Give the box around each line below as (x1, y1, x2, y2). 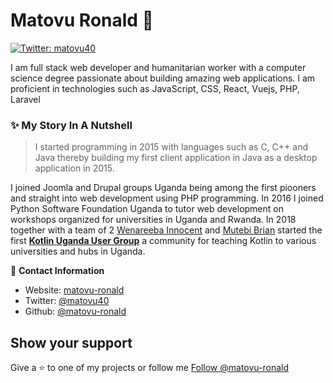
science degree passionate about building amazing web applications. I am (10, 72, 316, 84)
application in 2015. (34, 162, 115, 174)
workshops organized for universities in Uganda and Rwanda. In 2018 (10, 214, 297, 226)
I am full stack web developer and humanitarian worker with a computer (10, 61, 307, 73)
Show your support (10, 334, 133, 351)
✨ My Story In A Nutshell (10, 118, 133, 132)
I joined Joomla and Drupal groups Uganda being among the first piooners (10, 182, 317, 194)
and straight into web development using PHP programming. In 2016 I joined (10, 192, 324, 204)
